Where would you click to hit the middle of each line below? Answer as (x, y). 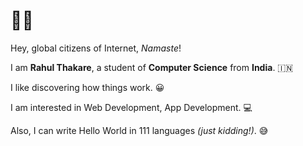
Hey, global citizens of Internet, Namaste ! (96, 48)
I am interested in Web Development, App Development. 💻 (131, 107)
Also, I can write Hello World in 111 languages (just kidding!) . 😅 (139, 130)
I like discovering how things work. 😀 (87, 87)
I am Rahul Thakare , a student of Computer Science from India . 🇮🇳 (152, 67)
